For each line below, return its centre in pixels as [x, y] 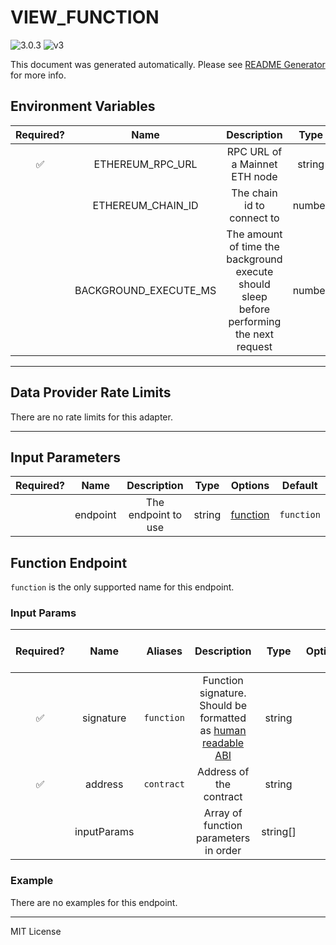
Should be [223, 706]
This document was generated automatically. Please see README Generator [168, 64]
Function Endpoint [69, 562]
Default [299, 486]
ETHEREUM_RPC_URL [145, 164]
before [254, 309]
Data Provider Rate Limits [91, 392]
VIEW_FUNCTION [85, 17]
